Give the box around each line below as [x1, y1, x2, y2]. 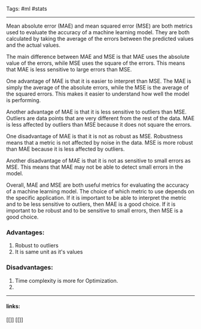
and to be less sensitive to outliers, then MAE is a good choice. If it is [6, 201, 176, 208]
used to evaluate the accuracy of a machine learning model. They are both [6, 29, 190, 35]
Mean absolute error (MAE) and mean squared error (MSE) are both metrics [6, 22, 193, 29]
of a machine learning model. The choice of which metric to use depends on [6, 188, 194, 195]
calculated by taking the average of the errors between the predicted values [6, 35, 194, 42]
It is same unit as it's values [14, 249, 83, 256]
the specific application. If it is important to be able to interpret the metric [6, 195, 187, 201]
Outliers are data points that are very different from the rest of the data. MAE [6, 115, 195, 122]
